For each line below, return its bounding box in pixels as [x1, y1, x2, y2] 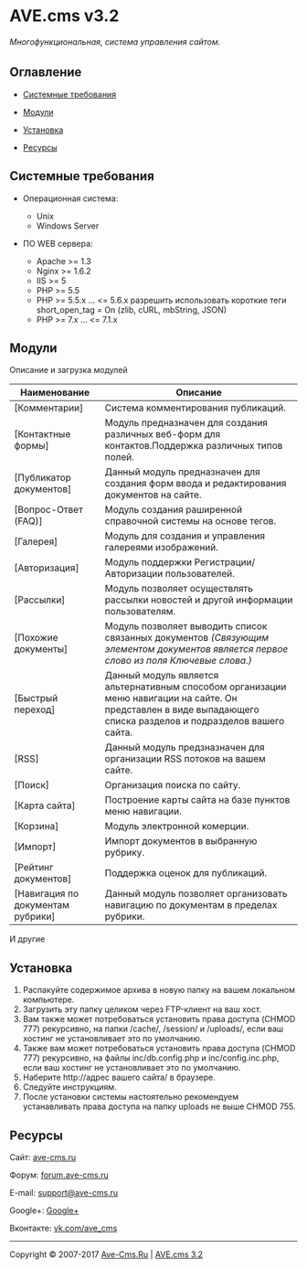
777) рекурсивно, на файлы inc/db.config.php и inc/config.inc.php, [22, 1052, 280, 1063]
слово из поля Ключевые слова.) [104, 655, 253, 667]
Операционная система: [22, 193, 119, 204]
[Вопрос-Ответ [14, 504, 84, 517]
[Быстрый [14, 692, 58, 705]
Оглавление [9, 65, 82, 80]
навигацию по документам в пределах [104, 899, 278, 912]
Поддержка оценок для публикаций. [104, 867, 268, 880]
